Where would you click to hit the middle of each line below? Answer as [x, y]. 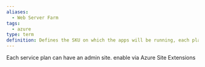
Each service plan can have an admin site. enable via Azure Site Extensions [101, 58]
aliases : [17, 12]
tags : [13, 23]
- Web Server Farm [35, 18]
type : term [20, 35]
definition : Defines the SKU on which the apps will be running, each [98, 40]
